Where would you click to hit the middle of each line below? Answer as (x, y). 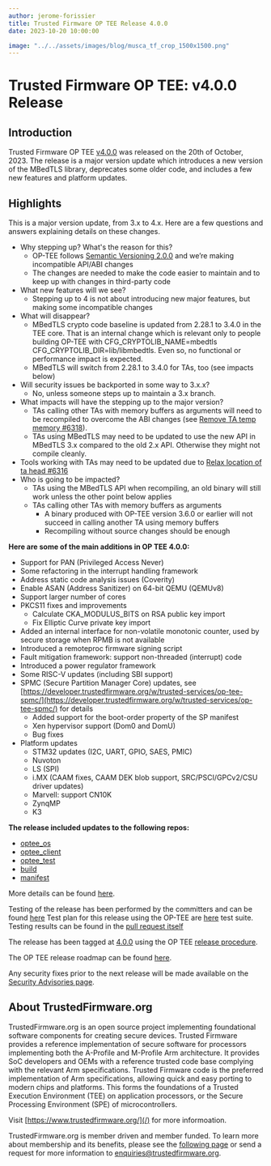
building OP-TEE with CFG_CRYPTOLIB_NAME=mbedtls (125, 342)
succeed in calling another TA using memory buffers (131, 522)
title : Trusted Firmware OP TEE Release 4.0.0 (88, 23)
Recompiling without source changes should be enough (137, 531)
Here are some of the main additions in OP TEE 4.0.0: (99, 547)
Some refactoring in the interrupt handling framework (109, 571)
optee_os (35, 844)
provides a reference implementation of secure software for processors (127, 1044)
